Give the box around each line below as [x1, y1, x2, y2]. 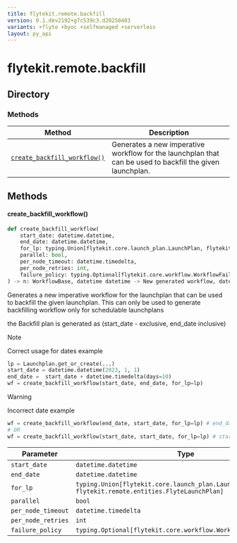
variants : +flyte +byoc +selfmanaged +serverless [7, 23, 157, 30]
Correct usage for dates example [7, 346, 104, 355]
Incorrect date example [7, 406, 75, 415]
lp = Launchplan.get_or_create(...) [7, 360, 115, 367]
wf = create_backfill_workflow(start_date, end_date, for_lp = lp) [7, 380, 203, 387]
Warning [7, 393, 32, 401]
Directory [7, 88, 50, 100]
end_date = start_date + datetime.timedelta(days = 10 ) [7, 373, 172, 381]
